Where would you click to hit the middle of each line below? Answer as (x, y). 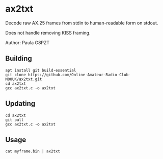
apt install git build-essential (41, 70)
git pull (15, 120)
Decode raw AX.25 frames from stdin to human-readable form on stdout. (82, 23)
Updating (20, 104)
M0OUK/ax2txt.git (24, 79)
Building (19, 59)
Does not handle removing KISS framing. (48, 33)
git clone (16, 75)
